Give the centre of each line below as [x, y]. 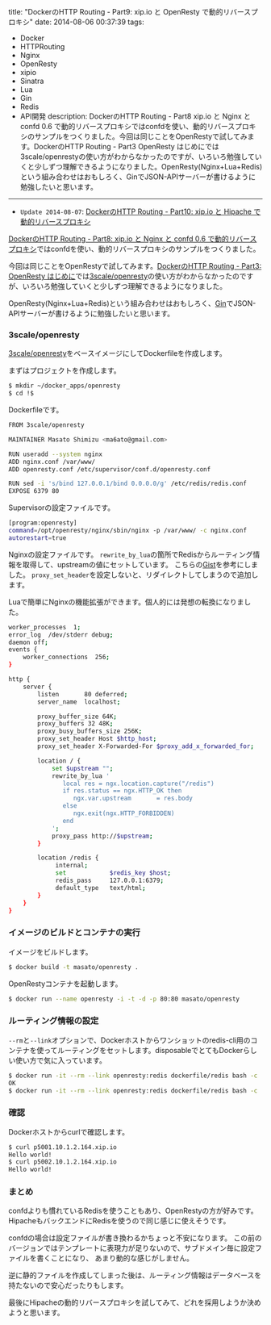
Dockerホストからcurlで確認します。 [69, 1131]
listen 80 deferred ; [83, 694]
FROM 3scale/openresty [46, 425]
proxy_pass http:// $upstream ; [102, 836]
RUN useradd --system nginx [56, 454]
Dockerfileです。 [36, 410]
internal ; [72, 866]
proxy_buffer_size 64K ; [77, 717]
